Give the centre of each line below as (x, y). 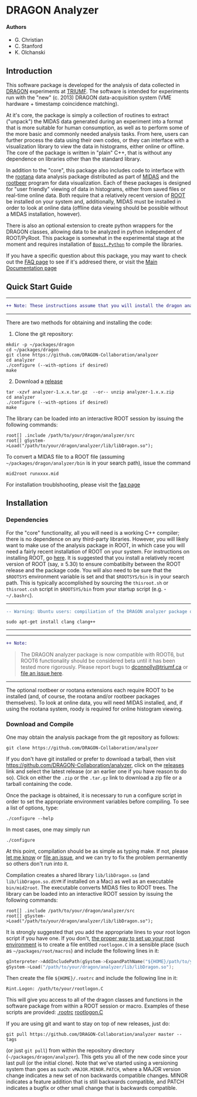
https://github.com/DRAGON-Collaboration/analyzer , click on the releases (95, 765)
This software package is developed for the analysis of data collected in (93, 85)
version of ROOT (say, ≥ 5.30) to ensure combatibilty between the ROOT (94, 564)
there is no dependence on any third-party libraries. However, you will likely (97, 539)
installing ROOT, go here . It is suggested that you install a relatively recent (95, 558)
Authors (16, 26)
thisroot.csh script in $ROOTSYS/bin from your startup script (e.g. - (86, 589)
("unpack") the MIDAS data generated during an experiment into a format (95, 122)
